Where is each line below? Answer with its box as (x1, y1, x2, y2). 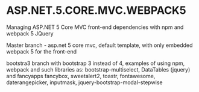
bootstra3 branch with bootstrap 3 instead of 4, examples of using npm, (6, 60, 185, 67)
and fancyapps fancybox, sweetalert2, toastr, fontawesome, (6, 72, 156, 79)
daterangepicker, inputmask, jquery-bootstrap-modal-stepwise (6, 79, 163, 86)
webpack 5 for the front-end (6, 48, 77, 55)
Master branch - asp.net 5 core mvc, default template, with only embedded (6, 41, 193, 49)
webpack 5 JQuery (6, 29, 54, 37)
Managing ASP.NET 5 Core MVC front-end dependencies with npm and (6, 23, 184, 31)
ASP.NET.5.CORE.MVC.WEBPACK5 (6, 4, 186, 17)
